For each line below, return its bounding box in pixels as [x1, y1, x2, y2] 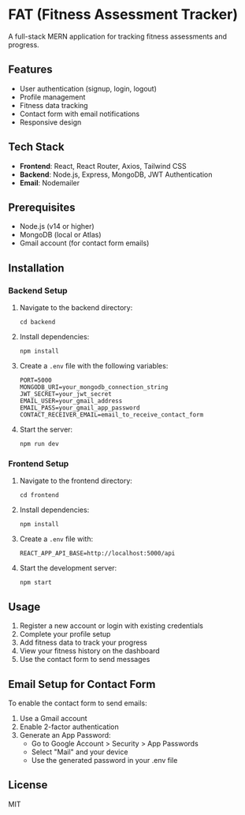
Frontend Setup [8, 458, 69, 469]
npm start [19, 578, 53, 587]
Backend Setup [8, 285, 69, 296]
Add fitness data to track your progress [19, 637, 147, 648]
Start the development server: [19, 563, 117, 573]
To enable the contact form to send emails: [8, 698, 147, 708]
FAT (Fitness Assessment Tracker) [8, 6, 239, 24]
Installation [8, 261, 65, 275]
